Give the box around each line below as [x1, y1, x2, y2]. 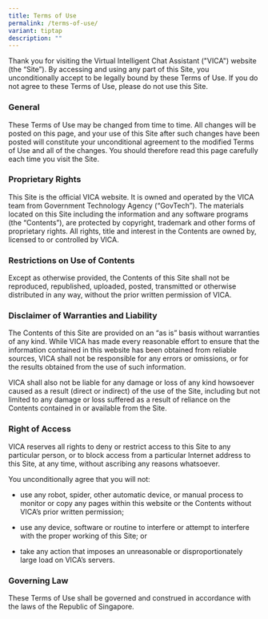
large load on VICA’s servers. [19, 555, 115, 564]
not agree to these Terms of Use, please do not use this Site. [8, 82, 208, 91]
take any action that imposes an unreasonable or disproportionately [19, 546, 243, 556]
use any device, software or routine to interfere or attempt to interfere [19, 522, 250, 532]
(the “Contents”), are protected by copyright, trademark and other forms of [8, 217, 256, 227]
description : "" [8, 34, 62, 42]
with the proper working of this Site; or [19, 531, 148, 540]
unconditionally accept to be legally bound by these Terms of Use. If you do [8, 73, 258, 83]
